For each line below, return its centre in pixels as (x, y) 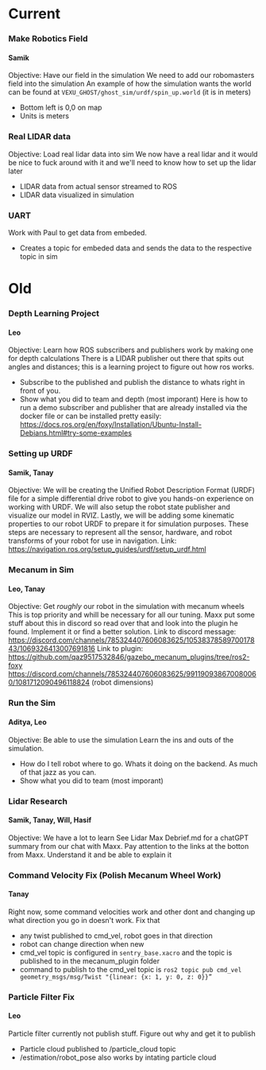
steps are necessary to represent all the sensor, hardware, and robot (120, 533)
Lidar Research (38, 801)
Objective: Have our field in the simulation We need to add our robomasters (131, 76)
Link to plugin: (120, 649)
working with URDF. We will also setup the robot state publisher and (119, 507)
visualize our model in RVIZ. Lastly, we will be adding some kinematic (121, 516)
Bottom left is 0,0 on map (61, 107)
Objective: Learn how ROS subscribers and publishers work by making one (131, 350)
